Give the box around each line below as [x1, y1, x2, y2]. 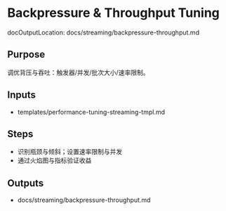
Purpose [7, 49, 46, 60]
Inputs [7, 89, 36, 101]
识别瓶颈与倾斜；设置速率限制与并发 [17, 148, 123, 156]
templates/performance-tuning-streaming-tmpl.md [17, 108, 166, 116]
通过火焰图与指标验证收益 [17, 156, 92, 165]
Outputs [7, 177, 44, 189]
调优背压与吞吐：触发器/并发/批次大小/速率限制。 [7, 68, 149, 77]
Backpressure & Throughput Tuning [7, 5, 220, 21]
